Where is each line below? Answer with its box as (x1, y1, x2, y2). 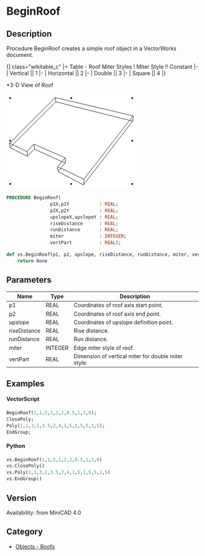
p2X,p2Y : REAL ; (49, 208, 119, 214)
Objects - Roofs (15, 543, 55, 550)
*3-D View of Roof (6, 81, 54, 88)
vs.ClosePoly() (6, 463, 45, 469)
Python (6, 442, 26, 449)
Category (6, 527, 43, 537)
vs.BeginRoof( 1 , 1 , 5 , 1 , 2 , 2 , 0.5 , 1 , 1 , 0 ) (6, 457, 103, 463)
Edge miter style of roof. (73, 344, 135, 352)
